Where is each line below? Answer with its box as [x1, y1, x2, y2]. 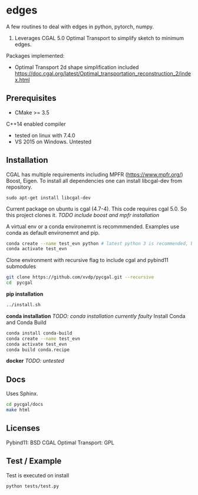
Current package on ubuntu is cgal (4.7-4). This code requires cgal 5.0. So [6, 205, 187, 212]
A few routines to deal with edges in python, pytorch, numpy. [6, 23, 154, 30]
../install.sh [6, 302, 41, 308]
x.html [14, 76, 30, 83]
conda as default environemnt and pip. [6, 229, 100, 236]
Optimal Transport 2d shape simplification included [14, 63, 139, 71]
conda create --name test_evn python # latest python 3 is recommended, [6, 240, 189, 247]
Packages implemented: [6, 52, 65, 59]
